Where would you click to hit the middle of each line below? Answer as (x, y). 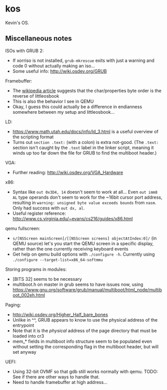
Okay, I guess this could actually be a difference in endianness (77, 107)
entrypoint (23, 325)
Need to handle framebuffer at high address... (60, 382)
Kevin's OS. (17, 23)
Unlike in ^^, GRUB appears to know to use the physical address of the (85, 320)
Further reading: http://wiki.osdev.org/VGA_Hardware (68, 172)
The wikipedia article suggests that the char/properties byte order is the (87, 91)
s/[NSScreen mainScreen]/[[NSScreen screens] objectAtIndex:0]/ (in (85, 238)
